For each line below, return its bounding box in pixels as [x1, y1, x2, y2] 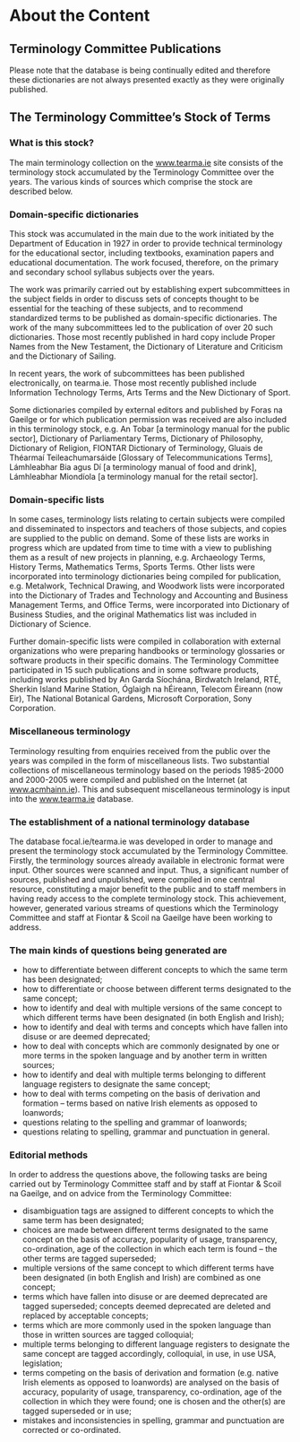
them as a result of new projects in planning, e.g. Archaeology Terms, [9, 552, 266, 563]
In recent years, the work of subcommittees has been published [9, 368, 245, 378]
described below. [9, 186, 73, 196]
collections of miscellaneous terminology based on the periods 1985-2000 [9, 764, 285, 776]
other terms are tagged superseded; [21, 1253, 157, 1264]
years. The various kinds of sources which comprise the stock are [9, 176, 253, 187]
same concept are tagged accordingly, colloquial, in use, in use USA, [21, 1349, 277, 1359]
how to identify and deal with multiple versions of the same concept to [21, 1003, 282, 1013]
